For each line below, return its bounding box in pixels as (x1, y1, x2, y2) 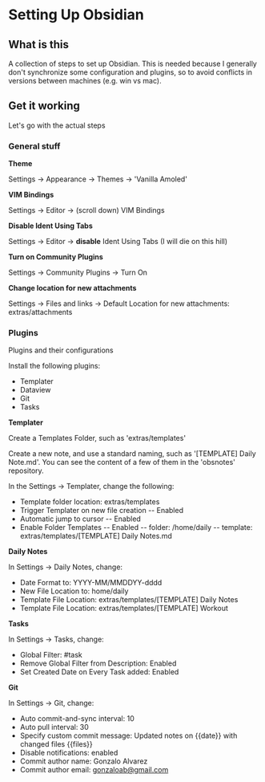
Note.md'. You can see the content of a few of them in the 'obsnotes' (8, 458, 236, 467)
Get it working (8, 99, 80, 113)
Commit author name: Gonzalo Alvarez (19, 756, 148, 766)
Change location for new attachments (8, 283, 137, 293)
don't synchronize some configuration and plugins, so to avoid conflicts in (8, 67, 253, 77)
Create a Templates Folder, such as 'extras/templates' (8, 434, 187, 443)
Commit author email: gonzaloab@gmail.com (19, 765, 169, 775)
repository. (8, 466, 44, 475)
